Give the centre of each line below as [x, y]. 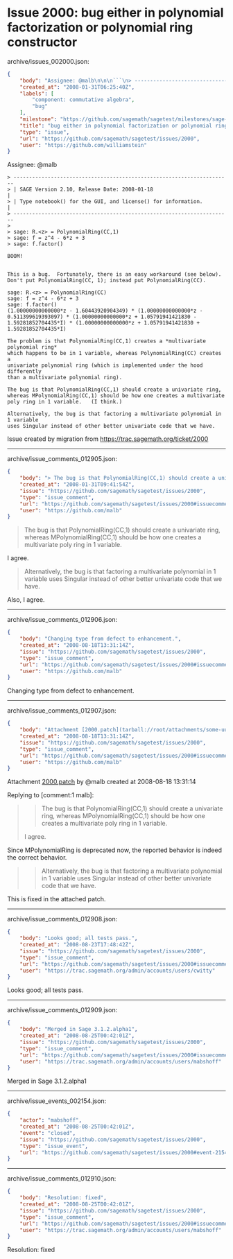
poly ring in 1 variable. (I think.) [65, 402]
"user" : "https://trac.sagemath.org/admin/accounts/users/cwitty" [118, 971]
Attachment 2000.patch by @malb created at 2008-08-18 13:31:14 [102, 782]
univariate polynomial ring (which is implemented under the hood [105, 365]
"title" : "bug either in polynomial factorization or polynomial [116, 125]
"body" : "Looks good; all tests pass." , [79, 938]
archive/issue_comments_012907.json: [62, 711]
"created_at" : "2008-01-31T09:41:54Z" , [77, 485]
